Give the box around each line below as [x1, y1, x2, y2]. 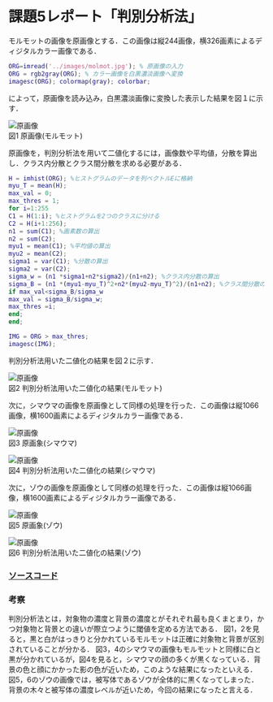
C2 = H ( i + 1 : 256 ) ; [8, 219, 67, 227]
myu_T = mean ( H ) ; [8, 182, 67, 190]
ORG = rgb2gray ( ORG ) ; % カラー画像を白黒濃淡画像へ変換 [8, 70, 184, 78]
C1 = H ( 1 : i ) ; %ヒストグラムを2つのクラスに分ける [8, 212, 160, 220]
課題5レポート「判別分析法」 [8, 7, 203, 26]
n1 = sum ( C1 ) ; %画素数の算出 [8, 227, 100, 236]
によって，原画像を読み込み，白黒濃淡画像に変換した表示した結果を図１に [8, 93, 257, 102]
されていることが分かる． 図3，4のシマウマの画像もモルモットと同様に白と [8, 644, 262, 654]
